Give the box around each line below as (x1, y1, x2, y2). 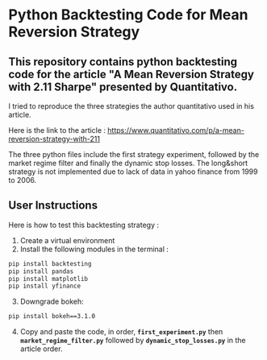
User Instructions (8, 199, 98, 213)
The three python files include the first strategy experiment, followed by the (8, 150, 260, 159)
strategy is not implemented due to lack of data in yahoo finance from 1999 (8, 167, 258, 176)
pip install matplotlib (8, 275, 89, 283)
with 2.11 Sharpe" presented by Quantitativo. (8, 80, 238, 93)
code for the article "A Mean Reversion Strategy (8, 67, 254, 81)
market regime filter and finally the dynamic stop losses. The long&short (8, 159, 248, 168)
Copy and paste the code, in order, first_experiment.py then (19, 327, 223, 337)
